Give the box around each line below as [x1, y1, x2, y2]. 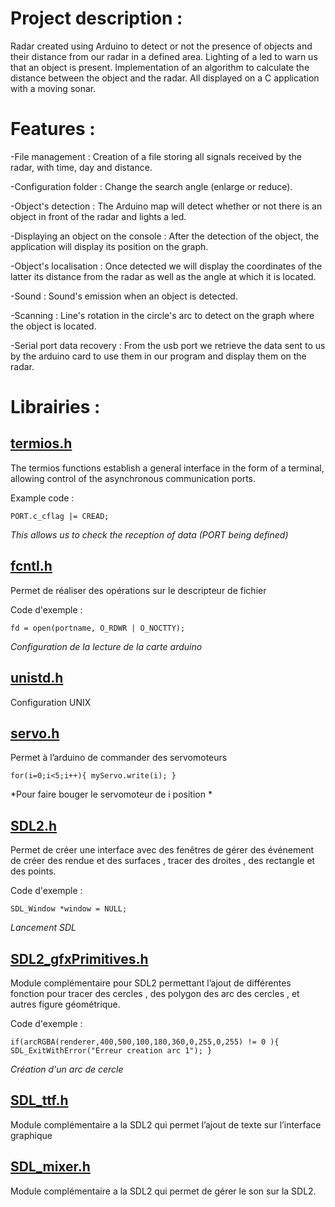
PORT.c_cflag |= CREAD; [10, 511, 110, 521]
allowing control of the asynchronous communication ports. [10, 472, 257, 484]
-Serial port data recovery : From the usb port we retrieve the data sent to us [10, 339, 326, 351]
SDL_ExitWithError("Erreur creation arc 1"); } [10, 1045, 213, 1056]
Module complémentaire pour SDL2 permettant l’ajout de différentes [10, 977, 292, 989]
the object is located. [10, 320, 97, 332]
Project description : [10, 7, 183, 30]
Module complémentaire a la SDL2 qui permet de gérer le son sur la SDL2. [10, 1185, 317, 1197]
